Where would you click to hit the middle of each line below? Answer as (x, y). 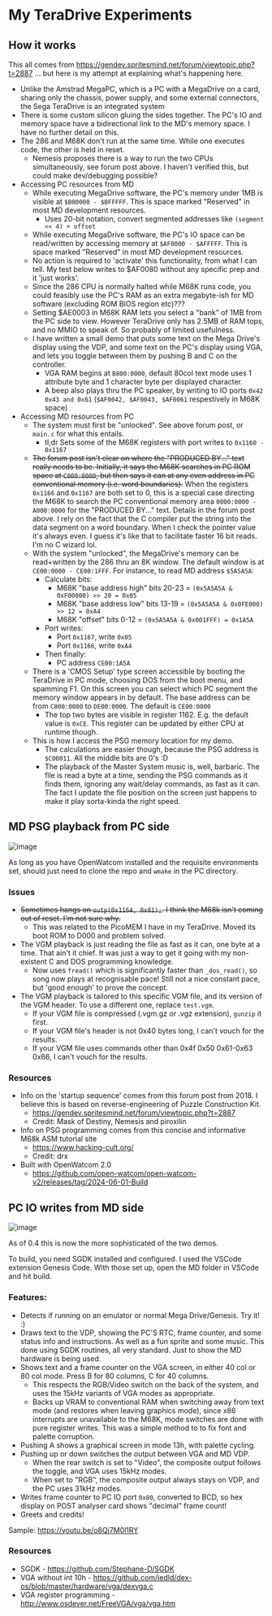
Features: (28, 1298)
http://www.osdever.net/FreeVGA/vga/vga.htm (98, 1603)
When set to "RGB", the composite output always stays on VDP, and (146, 1479)
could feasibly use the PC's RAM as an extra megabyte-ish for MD (143, 295)
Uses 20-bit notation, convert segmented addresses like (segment (154, 219)
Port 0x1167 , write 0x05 (94, 637)
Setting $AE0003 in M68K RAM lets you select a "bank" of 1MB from (147, 312)
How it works (42, 45)
